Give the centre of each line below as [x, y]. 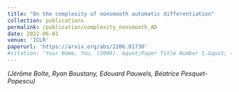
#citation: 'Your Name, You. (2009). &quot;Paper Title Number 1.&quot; [117, 54]
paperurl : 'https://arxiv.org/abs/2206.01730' [78, 47]
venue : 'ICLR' [28, 40]
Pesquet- [195, 73]
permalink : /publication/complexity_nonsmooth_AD [83, 27]
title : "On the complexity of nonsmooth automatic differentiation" [111, 14]
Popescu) [21, 81]
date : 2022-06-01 [33, 34]
